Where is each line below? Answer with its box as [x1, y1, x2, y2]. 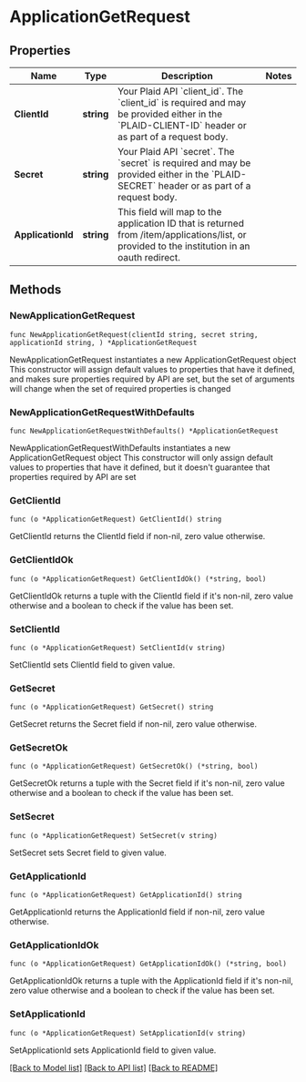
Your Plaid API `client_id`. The [117, 85, 244, 97]
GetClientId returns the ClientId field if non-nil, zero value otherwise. [9, 531, 266, 542]
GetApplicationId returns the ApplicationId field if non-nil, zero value [9, 906, 266, 917]
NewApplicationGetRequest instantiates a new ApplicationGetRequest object [9, 353, 297, 365]
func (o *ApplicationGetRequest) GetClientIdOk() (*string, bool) [9, 574, 267, 584]
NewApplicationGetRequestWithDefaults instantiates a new [9, 442, 230, 453]
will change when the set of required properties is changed [9, 383, 231, 393]
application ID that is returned [117, 217, 244, 230]
